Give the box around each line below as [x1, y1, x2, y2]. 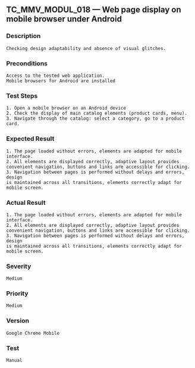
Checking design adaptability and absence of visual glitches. [6, 45, 166, 51]
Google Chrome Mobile [6, 330, 60, 336]
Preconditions [6, 59, 48, 67]
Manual [6, 357, 23, 364]
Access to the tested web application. [6, 73, 105, 79]
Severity [6, 262, 32, 270]
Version [6, 317, 30, 325]
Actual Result [6, 198, 46, 207]
